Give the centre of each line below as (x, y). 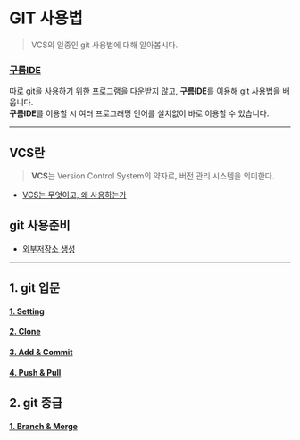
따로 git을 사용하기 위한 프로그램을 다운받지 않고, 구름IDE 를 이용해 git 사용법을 (145, 91)
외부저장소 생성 (49, 249)
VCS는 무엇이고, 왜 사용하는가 (74, 195)
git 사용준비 (40, 225)
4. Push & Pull (35, 372)
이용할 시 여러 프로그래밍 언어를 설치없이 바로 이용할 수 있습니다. (158, 113)
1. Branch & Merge (44, 426)
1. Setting (27, 311)
